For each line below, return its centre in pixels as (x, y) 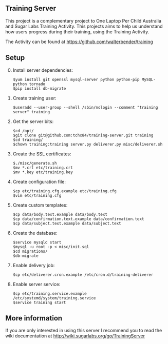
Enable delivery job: (34, 265)
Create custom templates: (40, 205)
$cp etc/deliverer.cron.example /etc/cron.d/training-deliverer (83, 275)
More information (34, 318)
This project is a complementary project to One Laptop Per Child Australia (83, 21)
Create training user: (34, 98)
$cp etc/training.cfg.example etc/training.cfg (64, 191)
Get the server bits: (33, 121)
